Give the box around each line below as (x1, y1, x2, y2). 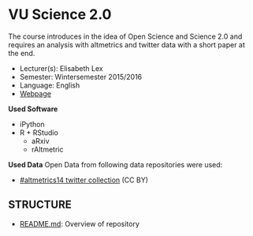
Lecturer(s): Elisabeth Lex (19, 63, 104, 73)
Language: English (19, 81, 80, 90)
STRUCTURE (8, 198, 73, 212)
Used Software (8, 104, 58, 114)
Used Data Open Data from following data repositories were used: (8, 159, 223, 169)
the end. (8, 48, 35, 58)
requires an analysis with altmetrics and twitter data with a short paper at (8, 39, 246, 49)
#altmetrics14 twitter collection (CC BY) (19, 175, 148, 185)
